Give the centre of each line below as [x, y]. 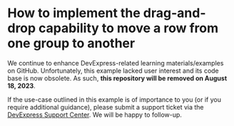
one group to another [71, 43]
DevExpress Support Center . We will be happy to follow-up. [95, 115]
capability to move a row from [128, 28]
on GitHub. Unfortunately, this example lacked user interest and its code [113, 70]
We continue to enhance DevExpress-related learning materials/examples [116, 63]
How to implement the [74, 13]
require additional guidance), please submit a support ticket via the [106, 107]
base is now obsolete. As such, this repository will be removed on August [117, 78]
